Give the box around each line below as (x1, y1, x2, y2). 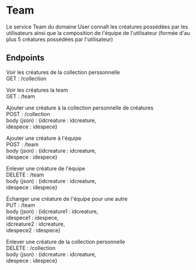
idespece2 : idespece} (6, 226, 61, 234)
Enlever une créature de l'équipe (6, 165, 86, 172)
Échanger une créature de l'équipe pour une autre (6, 195, 128, 202)
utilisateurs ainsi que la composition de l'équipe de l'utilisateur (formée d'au (6, 29, 191, 36)
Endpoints (6, 53, 45, 63)
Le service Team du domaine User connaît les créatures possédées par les (6, 23, 188, 30)
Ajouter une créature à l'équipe (6, 134, 81, 142)
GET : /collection (6, 75, 47, 82)
